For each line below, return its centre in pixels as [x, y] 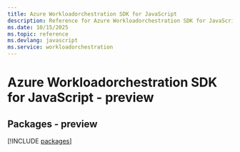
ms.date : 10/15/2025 [38, 27]
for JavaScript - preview [81, 98]
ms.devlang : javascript [43, 41]
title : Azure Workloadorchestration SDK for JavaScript [92, 14]
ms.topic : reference [38, 34]
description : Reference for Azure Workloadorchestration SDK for [106, 21]
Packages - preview [52, 124]
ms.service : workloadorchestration [60, 47]
